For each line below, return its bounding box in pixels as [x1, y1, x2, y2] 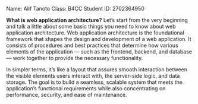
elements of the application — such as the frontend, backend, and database [6, 48, 192, 55]
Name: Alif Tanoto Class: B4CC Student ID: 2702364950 [6, 5, 144, 12]
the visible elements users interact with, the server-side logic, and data [6, 73, 180, 79]
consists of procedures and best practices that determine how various [6, 42, 178, 49]
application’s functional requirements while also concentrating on [6, 85, 166, 92]
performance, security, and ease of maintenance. [6, 92, 127, 98]
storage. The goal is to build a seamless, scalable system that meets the [6, 78, 183, 86]
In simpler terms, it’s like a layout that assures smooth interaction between [6, 66, 188, 73]
